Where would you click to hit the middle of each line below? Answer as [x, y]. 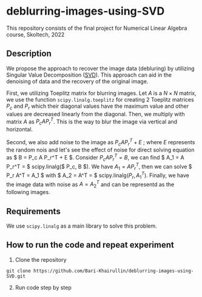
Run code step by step [43, 287]
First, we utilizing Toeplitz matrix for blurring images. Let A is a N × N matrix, [101, 93]
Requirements [33, 211]
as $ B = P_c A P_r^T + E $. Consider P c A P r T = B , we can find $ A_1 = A [95, 158]
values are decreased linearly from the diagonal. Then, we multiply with [96, 114]
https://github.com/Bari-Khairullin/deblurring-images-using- [113, 271]
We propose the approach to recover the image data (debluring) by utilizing [101, 68]
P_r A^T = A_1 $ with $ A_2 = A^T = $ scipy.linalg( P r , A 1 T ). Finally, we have [98, 175]
